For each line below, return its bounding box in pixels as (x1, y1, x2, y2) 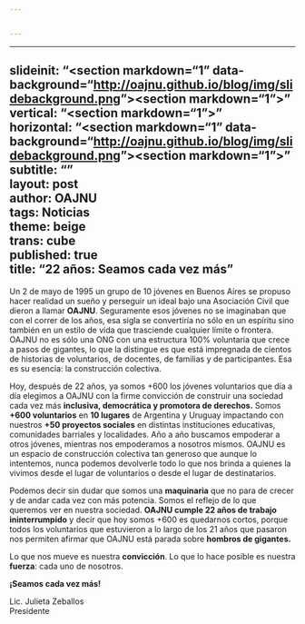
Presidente (9, 605, 50, 616)
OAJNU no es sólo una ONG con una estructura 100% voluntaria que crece (9, 333, 290, 345)
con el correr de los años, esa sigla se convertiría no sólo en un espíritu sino (9, 314, 295, 325)
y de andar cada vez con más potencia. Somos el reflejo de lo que (9, 494, 257, 505)
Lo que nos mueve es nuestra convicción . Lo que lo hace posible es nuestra (9, 550, 296, 561)
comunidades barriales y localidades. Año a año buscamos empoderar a (9, 429, 280, 440)
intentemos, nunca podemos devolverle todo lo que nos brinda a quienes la (9, 458, 291, 469)
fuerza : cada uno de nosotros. (9, 560, 124, 571)
